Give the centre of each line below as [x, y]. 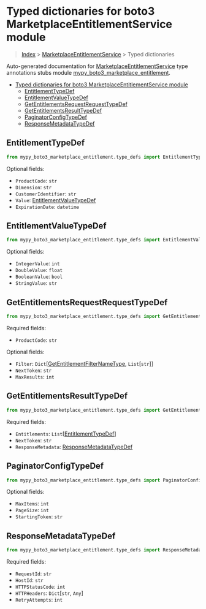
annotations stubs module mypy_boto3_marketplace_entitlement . [88, 72]
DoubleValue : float [39, 270]
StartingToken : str [39, 516]
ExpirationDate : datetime [47, 206]
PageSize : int [32, 510]
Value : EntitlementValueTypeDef [55, 200]
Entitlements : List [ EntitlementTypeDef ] [66, 434]
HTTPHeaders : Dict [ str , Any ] [49, 593]
